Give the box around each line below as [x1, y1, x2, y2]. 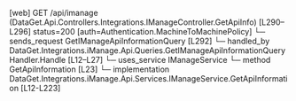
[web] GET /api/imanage [9, 8, 99, 18]
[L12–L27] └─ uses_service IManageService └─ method [67, 55, 271, 65]
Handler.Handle [9, 55, 66, 65]
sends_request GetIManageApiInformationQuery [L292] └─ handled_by [9, 35, 270, 46]
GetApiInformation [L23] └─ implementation [9, 64, 170, 74]
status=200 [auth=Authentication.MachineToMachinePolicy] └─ [32, 27, 266, 36]
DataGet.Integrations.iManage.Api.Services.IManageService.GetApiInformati [9, 74, 288, 83]
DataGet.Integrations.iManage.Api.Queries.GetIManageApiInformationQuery [9, 45, 286, 56]
